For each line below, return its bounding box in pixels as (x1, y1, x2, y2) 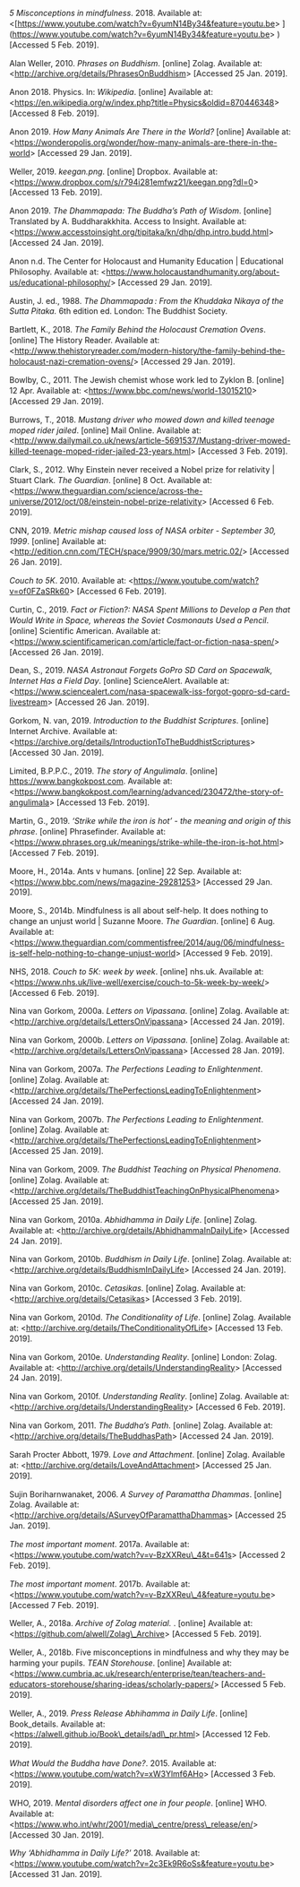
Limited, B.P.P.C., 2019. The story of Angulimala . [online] (9, 766, 218, 776)
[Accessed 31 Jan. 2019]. (9, 1869, 103, 1880)
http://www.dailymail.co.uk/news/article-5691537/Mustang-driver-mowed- (14, 435, 291, 446)
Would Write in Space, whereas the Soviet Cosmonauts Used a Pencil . (9, 614, 270, 626)
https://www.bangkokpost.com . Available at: (9, 775, 173, 787)
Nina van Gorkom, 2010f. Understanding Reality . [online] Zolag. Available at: (9, 1391, 289, 1402)
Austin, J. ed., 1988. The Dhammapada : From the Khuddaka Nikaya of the (9, 295, 284, 306)
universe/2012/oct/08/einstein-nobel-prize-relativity (9, 496, 202, 506)
